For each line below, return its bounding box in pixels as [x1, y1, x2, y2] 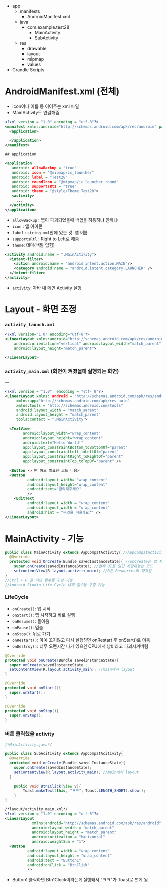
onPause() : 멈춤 [12, 624, 43, 630]
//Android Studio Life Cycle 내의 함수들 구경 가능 [5, 582, 105, 587]
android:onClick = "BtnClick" [27, 862, 90, 867]
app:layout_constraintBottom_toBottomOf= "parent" [23, 445, 128, 450]
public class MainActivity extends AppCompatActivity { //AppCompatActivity [5, 550, 166, 555]
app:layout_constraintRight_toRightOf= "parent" [23, 454, 123, 459]
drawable [27, 46, 47, 51]
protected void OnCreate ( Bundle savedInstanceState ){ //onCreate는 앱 [9, 559, 157, 564]
